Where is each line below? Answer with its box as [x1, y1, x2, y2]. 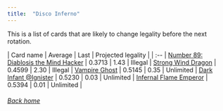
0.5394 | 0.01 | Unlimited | [7, 80, 82, 89]
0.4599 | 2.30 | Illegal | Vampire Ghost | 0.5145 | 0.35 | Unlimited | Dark [7, 65, 213, 74]
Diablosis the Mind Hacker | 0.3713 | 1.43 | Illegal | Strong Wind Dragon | [7, 58, 217, 67]
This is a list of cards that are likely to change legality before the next [7, 30, 208, 38]
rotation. [7, 37, 32, 46]
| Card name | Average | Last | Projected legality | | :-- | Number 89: [7, 51, 203, 59]
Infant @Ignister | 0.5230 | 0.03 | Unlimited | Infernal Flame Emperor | [7, 73, 208, 81]
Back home [7, 96, 41, 105]
